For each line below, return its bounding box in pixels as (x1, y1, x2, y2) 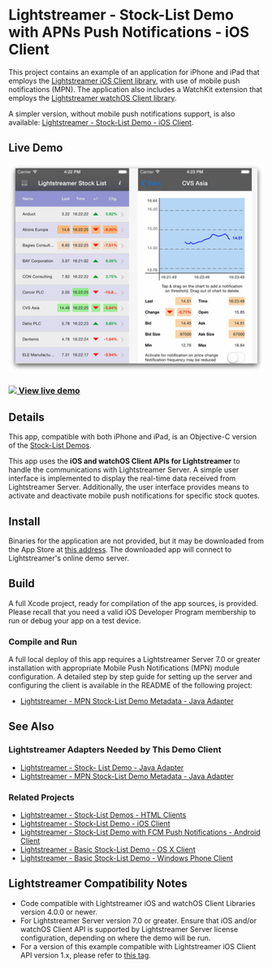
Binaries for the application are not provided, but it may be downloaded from (8, 535, 265, 546)
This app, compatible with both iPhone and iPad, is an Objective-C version (8, 432, 257, 442)
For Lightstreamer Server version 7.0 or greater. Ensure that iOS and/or (19, 915, 257, 925)
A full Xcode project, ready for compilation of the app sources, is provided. (8, 598, 258, 608)
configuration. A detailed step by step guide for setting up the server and (8, 672, 253, 682)
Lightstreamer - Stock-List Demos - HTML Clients (19, 810, 187, 820)
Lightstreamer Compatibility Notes (8, 877, 188, 891)
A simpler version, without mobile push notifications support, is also (8, 108, 235, 119)
